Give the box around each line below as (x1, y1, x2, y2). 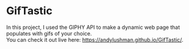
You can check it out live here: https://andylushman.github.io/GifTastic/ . (6, 36, 184, 43)
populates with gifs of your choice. (6, 30, 92, 37)
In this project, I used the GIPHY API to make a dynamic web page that (6, 24, 180, 31)
